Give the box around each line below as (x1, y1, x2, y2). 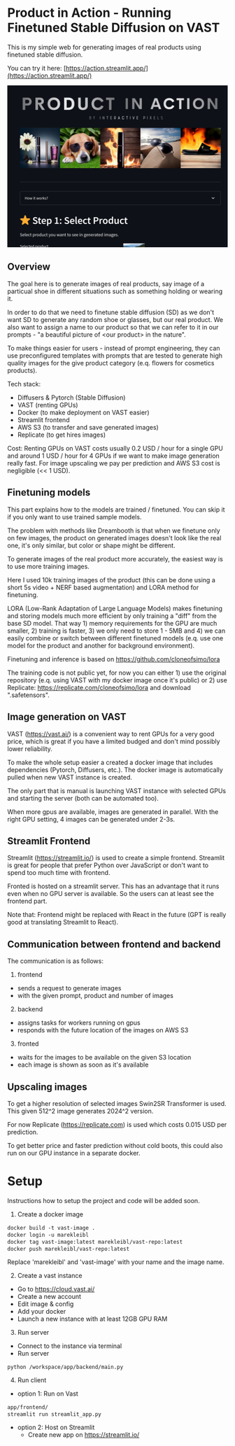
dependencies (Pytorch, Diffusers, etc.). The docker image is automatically (7, 765, 224, 774)
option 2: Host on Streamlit (17, 1423, 95, 1431)
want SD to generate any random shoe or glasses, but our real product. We (7, 315, 224, 323)
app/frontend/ (7, 1403, 49, 1411)
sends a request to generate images (17, 984, 122, 992)
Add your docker (17, 1307, 66, 1315)
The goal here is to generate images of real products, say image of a (7, 279, 205, 288)
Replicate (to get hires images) (17, 430, 106, 439)
